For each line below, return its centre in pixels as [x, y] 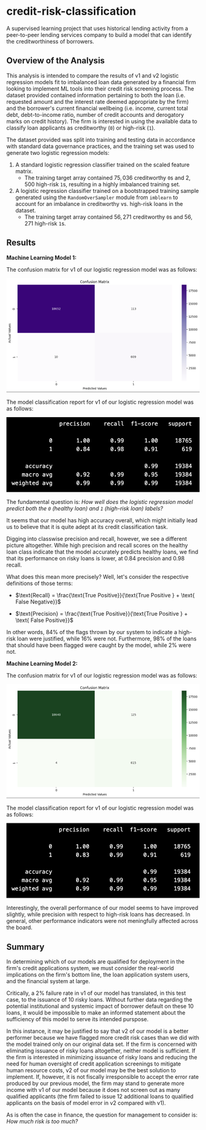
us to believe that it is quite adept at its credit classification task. [87, 527]
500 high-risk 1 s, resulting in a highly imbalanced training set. [102, 184]
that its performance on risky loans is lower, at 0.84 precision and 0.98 [96, 558]
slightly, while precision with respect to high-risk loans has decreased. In [98, 914]
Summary [25, 947]
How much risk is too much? [42, 1121]
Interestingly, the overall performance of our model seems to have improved [102, 908]
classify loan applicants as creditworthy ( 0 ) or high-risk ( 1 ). [81, 128]
